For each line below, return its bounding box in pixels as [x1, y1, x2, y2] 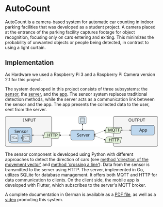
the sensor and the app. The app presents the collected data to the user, [5, 101, 150, 107]
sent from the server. [5, 106, 47, 112]
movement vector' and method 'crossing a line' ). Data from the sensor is [5, 162, 150, 167]
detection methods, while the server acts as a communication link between [5, 96, 155, 102]
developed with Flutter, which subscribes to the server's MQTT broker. [5, 182, 147, 188]
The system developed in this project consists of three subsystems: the [5, 86, 148, 92]
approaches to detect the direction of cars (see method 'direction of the [5, 157, 149, 163]
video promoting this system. [5, 197, 63, 203]
